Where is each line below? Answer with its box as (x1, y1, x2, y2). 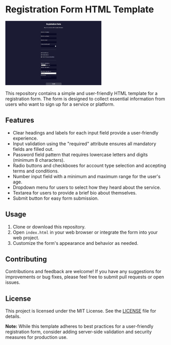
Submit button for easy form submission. (12, 195, 99, 201)
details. (5, 313, 21, 319)
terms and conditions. (12, 168, 59, 174)
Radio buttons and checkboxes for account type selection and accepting (12, 162, 166, 168)
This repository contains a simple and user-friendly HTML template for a (5, 90, 158, 96)
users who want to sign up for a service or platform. (5, 101, 115, 107)
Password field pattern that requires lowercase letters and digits (12, 151, 148, 158)
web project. (12, 235, 39, 241)
